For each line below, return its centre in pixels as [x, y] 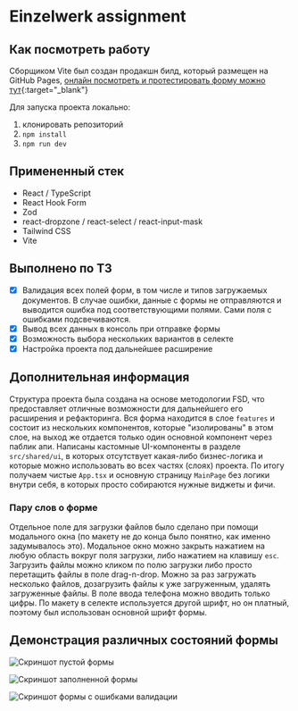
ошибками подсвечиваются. [76, 319]
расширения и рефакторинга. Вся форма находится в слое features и [142, 418]
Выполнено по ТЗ [61, 268]
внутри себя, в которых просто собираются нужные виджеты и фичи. [142, 484]
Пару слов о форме [54, 507]
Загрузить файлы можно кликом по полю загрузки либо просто [131, 565]
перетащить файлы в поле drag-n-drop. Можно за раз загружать [133, 574]
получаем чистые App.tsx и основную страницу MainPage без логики [140, 474]
